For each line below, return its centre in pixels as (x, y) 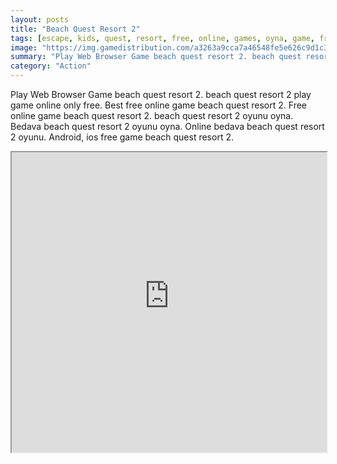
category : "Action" (51, 66)
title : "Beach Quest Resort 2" (75, 29)
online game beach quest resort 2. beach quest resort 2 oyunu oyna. (152, 115)
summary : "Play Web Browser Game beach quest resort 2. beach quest (156, 57)
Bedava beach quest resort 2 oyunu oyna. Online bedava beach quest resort (167, 126)
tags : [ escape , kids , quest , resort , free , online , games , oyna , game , (162, 38)
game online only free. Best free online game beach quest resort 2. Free (158, 105)
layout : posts (40, 19)
